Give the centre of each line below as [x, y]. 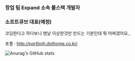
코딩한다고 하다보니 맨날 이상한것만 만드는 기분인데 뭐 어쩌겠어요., [68, 33]
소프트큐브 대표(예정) [28, 22]
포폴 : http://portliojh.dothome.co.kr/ [41, 44]
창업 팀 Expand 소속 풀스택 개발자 [43, 7]
